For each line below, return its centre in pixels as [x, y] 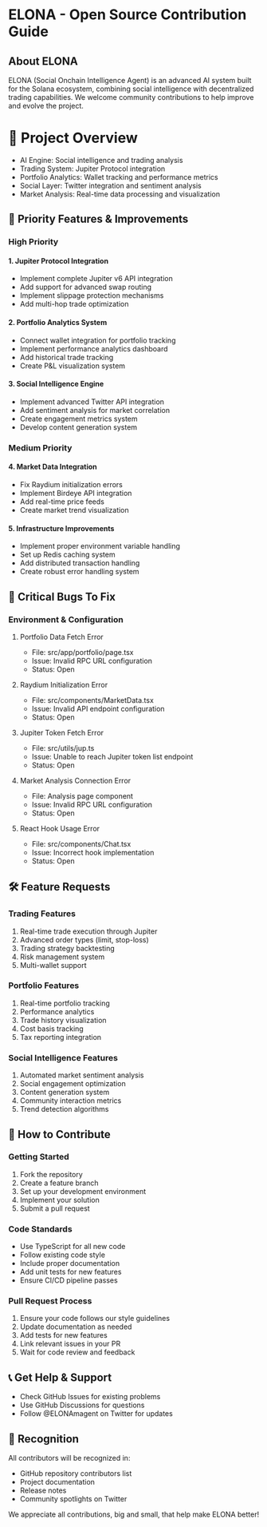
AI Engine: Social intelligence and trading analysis [101, 160]
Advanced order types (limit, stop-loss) [84, 939]
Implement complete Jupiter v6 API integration [96, 279]
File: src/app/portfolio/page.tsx [82, 652]
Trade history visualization [63, 1020]
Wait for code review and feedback [77, 1352]
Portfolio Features [44, 986]
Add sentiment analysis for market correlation [94, 410]
